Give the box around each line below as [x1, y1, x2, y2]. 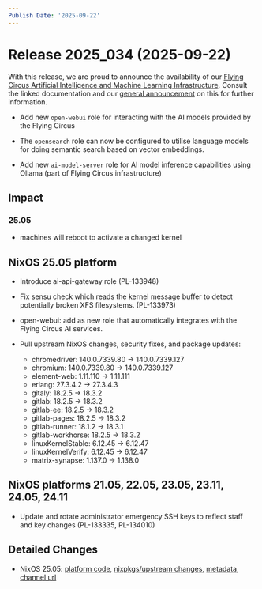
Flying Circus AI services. [19, 324, 103, 334]
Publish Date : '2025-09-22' [8, 11, 101, 20]
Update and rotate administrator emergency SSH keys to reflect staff [19, 512, 243, 521]
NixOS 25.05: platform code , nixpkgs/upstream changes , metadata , [19, 564, 239, 573]
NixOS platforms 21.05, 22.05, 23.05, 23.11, [8, 478, 224, 492]
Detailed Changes [8, 543, 99, 557]
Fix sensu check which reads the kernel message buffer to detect [19, 292, 233, 301]
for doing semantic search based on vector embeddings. [19, 144, 204, 154]
